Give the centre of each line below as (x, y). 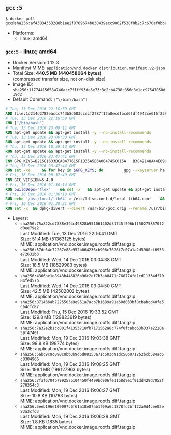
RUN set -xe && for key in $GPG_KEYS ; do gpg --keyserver (82, 170)
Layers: (20, 218)
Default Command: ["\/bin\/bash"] (50, 99)
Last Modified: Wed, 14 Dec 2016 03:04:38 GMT (71, 260)
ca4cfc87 (30, 307)
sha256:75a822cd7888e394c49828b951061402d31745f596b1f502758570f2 (92, 224)
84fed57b (30, 281)
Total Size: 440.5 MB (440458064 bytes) (57, 73)
